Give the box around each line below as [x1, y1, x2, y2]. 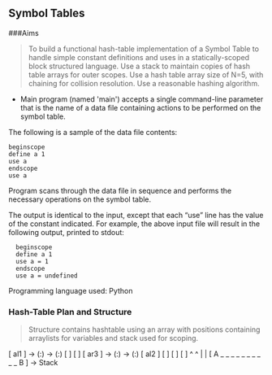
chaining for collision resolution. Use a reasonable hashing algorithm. [28, 78, 260, 88]
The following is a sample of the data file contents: [8, 127, 178, 137]
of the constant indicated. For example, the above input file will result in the [8, 219, 261, 229]
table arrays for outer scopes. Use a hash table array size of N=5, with [28, 69, 264, 80]
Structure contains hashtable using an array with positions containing [28, 325, 261, 334]
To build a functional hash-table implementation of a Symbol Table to [28, 44, 260, 54]
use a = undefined [15, 272, 79, 280]
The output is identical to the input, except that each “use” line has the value [8, 210, 264, 220]
